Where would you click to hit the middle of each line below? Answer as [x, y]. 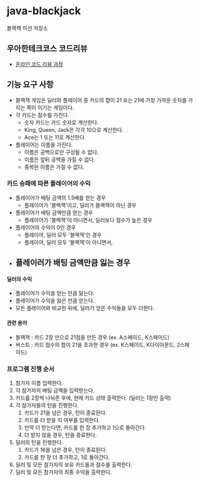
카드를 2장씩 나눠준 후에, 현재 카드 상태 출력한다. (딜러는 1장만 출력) [93, 398]
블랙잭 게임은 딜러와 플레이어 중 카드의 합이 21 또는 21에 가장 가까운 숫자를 [101, 100]
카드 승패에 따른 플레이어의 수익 [49, 183]
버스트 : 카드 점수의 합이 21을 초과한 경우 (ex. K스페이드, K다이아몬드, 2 [97, 344]
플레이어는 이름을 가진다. [44, 144]
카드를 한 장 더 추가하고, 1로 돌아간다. [67, 457]
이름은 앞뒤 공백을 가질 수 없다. [60, 159]
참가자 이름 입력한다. [39, 383]
